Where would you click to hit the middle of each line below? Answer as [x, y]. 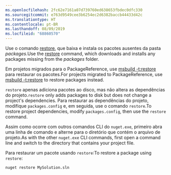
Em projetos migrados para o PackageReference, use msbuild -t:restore [81, 69]
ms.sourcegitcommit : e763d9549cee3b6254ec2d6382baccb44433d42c [74, 15]
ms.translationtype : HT [31, 19]
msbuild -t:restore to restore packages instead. [55, 80]
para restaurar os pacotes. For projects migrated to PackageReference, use [84, 74]
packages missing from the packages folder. [52, 59]
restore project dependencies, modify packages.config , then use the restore [86, 111]
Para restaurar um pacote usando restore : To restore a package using [78, 153]
